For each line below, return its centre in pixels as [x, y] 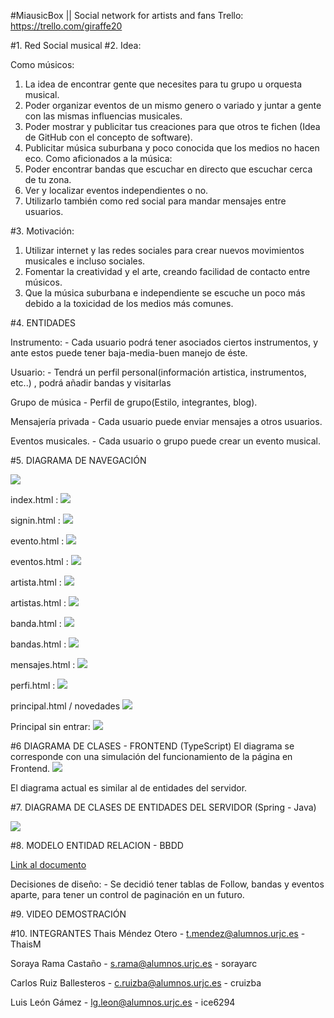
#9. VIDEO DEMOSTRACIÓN [68, 914]
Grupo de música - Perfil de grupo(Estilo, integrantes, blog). [134, 402]
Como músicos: [42, 64]
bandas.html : [38, 644]
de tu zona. [48, 179]
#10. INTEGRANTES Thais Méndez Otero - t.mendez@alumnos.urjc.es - [158, 933]
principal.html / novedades [65, 706]
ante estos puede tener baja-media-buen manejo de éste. [129, 353]
